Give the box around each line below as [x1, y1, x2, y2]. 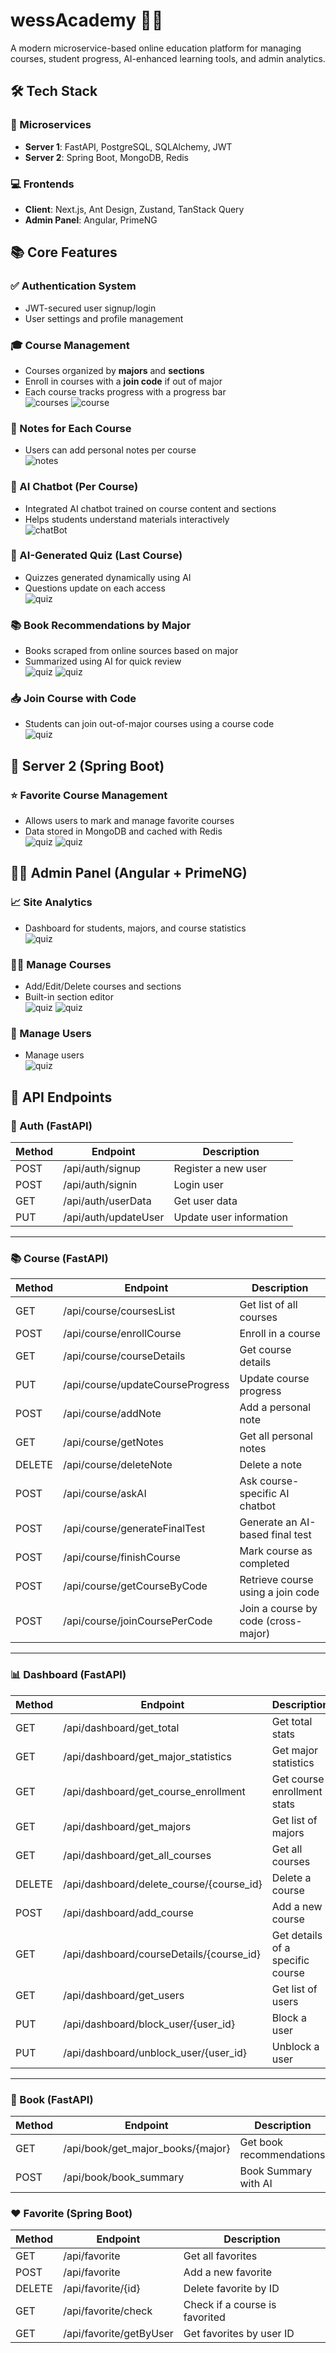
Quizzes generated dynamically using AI [24, 571, 192, 583]
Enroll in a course [239, 1327, 321, 1341]
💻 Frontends [10, 177, 75, 191]
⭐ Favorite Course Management [10, 788, 168, 802]
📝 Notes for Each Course [10, 421, 132, 435]
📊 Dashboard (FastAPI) [10, 1668, 127, 1682]
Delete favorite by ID [183, 2282, 280, 2296]
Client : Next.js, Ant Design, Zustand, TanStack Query [24, 203, 245, 215]
